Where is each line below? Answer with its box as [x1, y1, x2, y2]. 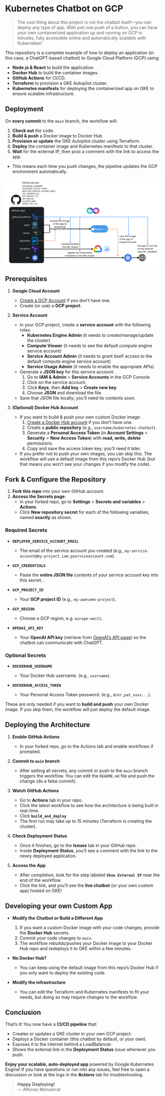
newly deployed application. [19, 853, 77, 859]
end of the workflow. [19, 877, 62, 883]
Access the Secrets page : [12, 493, 66, 500]
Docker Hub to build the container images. [12, 69, 99, 75]
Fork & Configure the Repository [5, 475, 106, 484]
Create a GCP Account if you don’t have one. [19, 297, 111, 303]
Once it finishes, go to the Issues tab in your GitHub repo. [19, 842, 137, 848]
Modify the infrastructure [12, 979, 66, 985]
